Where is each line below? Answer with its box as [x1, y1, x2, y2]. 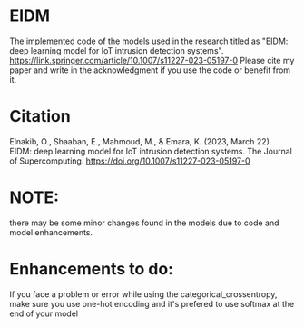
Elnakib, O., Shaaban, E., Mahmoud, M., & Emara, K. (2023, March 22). [9, 135, 272, 146]
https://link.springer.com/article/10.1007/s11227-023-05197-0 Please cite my [9, 55, 295, 65]
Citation [9, 106, 71, 127]
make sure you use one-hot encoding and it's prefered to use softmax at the [9, 298, 295, 309]
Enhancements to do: [9, 259, 174, 279]
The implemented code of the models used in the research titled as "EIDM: [9, 35, 289, 46]
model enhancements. [9, 226, 93, 237]
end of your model [9, 308, 79, 319]
